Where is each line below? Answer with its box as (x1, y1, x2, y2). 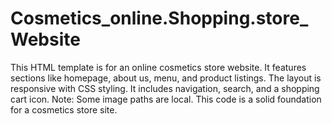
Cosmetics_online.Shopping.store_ (10, 7, 309, 30)
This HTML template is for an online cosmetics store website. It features (10, 61, 307, 73)
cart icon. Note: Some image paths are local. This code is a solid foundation (10, 93, 322, 105)
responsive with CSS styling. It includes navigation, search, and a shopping (10, 82, 320, 94)
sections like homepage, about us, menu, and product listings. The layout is (10, 72, 322, 84)
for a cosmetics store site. (10, 103, 118, 116)
